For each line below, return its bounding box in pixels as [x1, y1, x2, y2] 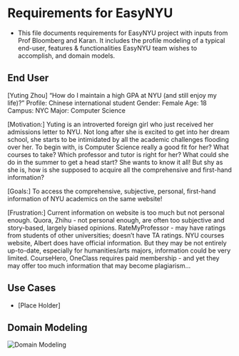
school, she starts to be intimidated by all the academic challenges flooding [7, 135, 230, 143]
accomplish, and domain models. [17, 51, 116, 60]
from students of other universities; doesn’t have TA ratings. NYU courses [7, 230, 225, 240]
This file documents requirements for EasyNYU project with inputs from [17, 29, 228, 37]
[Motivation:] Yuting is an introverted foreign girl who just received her [7, 120, 214, 128]
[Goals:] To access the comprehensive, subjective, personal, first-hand [7, 187, 216, 195]
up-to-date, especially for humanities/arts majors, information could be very [7, 246, 231, 255]
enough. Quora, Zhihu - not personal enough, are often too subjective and [7, 215, 225, 224]
